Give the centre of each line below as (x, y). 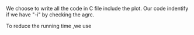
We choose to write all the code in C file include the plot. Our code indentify (97, 8)
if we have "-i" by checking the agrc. (50, 15)
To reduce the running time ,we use (49, 26)
